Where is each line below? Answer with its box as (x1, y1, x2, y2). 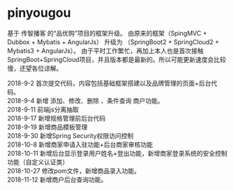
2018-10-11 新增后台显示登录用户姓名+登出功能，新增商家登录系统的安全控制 (7, 149, 228, 157)
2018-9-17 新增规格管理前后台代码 (7, 114, 106, 122)
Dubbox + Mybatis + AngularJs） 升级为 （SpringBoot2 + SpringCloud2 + (7, 37, 220, 46)
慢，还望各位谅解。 (7, 64, 63, 72)
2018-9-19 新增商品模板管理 (7, 123, 88, 131)
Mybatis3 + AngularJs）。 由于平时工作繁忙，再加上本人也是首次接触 (7, 46, 204, 55)
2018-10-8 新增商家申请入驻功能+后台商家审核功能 (7, 140, 153, 149)
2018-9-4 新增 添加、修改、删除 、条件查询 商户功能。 (7, 96, 164, 104)
